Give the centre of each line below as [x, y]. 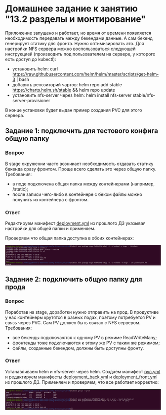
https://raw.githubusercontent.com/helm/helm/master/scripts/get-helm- [85, 74]
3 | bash [21, 79]
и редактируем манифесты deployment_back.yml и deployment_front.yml [81, 377]
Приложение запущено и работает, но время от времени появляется [78, 33]
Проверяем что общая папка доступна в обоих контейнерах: [70, 238]
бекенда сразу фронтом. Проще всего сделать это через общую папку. [81, 169]
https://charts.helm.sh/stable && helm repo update [63, 90]
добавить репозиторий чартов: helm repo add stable [67, 84]
